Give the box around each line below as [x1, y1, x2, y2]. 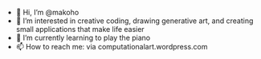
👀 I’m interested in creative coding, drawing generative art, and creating [15, 16, 254, 26]
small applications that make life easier [15, 25, 145, 33]
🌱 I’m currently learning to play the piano [15, 33, 151, 42]
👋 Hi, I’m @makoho [15, 8, 80, 17]
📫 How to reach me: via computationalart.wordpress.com [15, 42, 208, 51]
